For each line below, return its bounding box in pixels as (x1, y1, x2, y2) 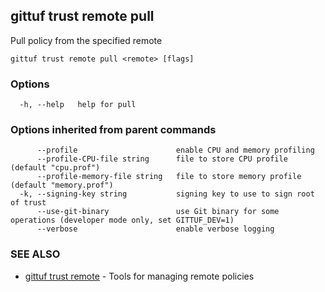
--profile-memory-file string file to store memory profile (36, 172, 302, 182)
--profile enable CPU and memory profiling (36, 145, 315, 156)
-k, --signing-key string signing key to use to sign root (19, 189, 315, 199)
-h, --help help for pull (19, 100, 137, 110)
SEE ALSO (10, 247, 61, 261)
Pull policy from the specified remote (10, 34, 163, 46)
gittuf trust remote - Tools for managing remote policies (24, 270, 255, 282)
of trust (10, 198, 47, 208)
